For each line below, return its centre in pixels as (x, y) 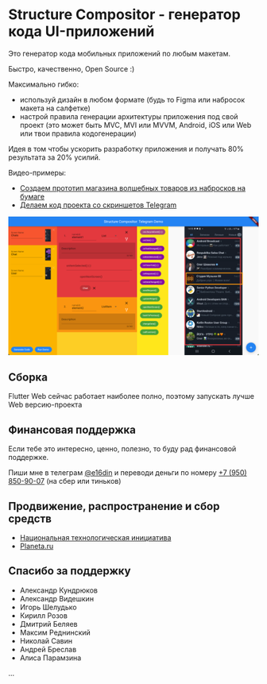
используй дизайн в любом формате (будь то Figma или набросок (132, 99)
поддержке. (29, 458)
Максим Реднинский (55, 632)
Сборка (28, 377)
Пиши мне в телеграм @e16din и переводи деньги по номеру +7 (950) (128, 473)
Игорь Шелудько (48, 607)
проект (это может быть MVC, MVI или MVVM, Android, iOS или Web (135, 125)
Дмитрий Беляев (48, 624)
